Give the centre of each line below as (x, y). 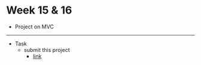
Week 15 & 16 (39, 10)
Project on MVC (34, 27)
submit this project (47, 50)
